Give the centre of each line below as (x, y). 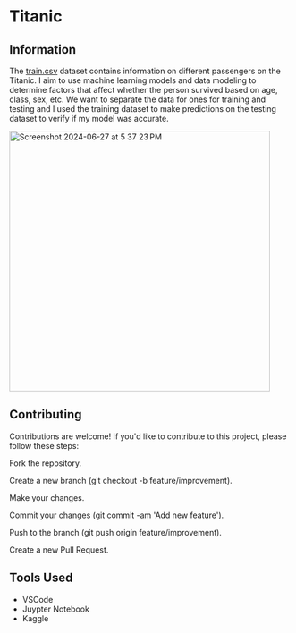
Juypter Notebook (55, 609)
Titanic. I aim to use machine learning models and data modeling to (133, 80)
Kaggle (35, 618)
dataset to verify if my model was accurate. (89, 118)
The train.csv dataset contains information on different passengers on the (145, 71)
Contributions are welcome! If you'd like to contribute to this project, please (148, 436)
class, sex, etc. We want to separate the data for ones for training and (138, 99)
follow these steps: (44, 445)
